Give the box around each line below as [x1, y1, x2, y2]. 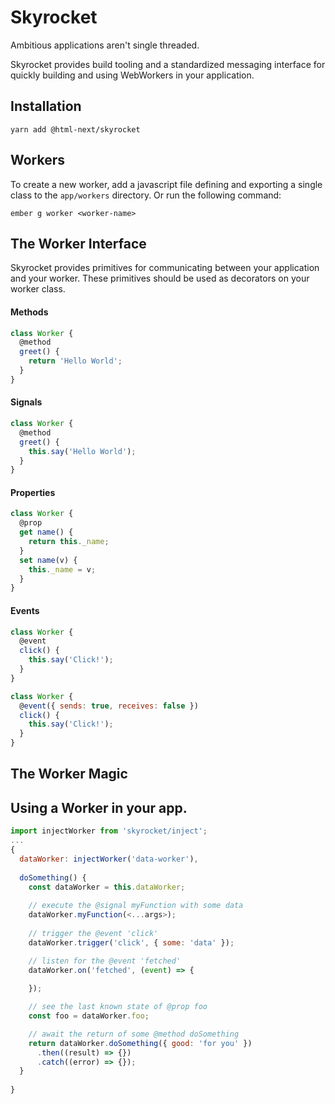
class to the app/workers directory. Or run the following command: [10, 189, 282, 201]
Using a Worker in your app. [10, 799, 188, 816]
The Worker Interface [10, 235, 147, 252]
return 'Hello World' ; [28, 356, 123, 366]
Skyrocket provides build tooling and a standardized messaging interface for [10, 58, 326, 70]
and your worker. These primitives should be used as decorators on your [10, 272, 310, 285]
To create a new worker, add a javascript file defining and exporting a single [10, 178, 323, 190]
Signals [10, 396, 43, 408]
